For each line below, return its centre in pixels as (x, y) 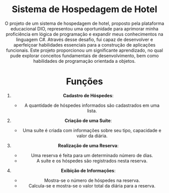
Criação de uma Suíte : (88, 121)
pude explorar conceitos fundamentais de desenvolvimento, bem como (85, 55)
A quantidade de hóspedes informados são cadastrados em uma (92, 105)
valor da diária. (92, 136)
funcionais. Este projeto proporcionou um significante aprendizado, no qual (85, 50)
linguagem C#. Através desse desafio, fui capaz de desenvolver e (85, 40)
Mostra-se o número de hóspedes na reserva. (92, 180)
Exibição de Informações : (88, 170)
